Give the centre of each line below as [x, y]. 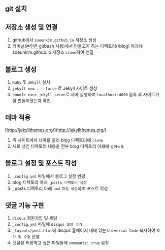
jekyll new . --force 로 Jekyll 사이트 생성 [55, 88]
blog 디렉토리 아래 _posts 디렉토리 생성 [49, 182]
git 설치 [16, 9]
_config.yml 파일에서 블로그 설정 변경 [49, 176]
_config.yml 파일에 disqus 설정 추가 [47, 224]
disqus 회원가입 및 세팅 [35, 218]
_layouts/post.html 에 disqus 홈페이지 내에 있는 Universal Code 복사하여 [84, 230]
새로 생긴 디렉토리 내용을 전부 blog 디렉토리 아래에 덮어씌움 [68, 146]
